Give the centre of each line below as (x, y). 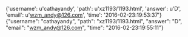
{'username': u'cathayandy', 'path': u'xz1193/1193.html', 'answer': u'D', (93, 9)
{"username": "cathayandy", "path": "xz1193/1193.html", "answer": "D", (94, 21)
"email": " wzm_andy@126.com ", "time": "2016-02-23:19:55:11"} (85, 27)
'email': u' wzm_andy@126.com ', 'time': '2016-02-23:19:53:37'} (84, 15)
